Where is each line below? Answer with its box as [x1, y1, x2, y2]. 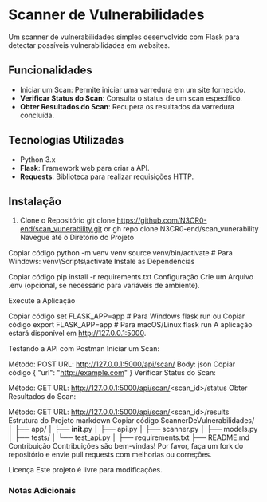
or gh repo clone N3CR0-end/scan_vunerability [103, 224, 259, 234]
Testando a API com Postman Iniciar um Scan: [8, 344, 160, 354]
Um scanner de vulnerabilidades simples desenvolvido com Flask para [8, 32, 241, 42]
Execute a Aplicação [8, 296, 76, 306]
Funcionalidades [8, 64, 93, 77]
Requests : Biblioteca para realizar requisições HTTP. [19, 172, 194, 181]
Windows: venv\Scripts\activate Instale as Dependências [8, 257, 195, 267]
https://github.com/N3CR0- [116, 215, 207, 225]
